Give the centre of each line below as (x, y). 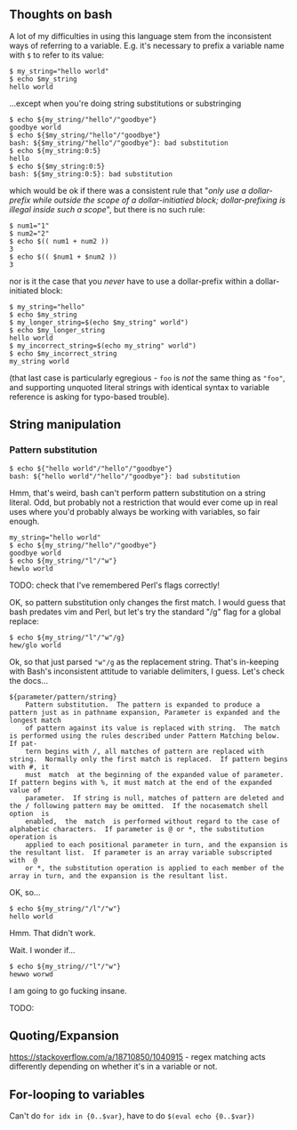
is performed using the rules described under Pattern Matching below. (144, 736)
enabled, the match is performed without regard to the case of (153, 821)
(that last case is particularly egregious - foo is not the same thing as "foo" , (148, 378)
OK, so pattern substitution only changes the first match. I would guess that (148, 602)
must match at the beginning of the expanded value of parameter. (155, 774)
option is (29, 813)
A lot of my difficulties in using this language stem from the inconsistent (140, 36)
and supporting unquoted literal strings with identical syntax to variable (139, 387)
